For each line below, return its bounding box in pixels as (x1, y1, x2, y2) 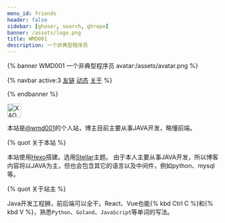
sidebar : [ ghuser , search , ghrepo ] (7, 23, 109, 30)
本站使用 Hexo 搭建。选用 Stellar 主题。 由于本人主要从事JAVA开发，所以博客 (7, 153, 219, 161)
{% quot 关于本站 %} (7, 139, 67, 146)
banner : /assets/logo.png (7, 29, 81, 36)
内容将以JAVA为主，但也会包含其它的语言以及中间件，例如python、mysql (7, 162, 215, 169)
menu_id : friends (7, 10, 57, 17)
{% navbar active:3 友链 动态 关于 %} (7, 76, 113, 84)
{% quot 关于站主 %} (7, 185, 67, 193)
